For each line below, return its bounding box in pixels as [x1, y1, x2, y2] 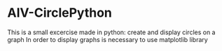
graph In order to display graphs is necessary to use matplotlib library [7, 35, 208, 43]
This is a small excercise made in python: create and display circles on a [7, 28, 216, 36]
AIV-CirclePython [7, 5, 112, 21]
